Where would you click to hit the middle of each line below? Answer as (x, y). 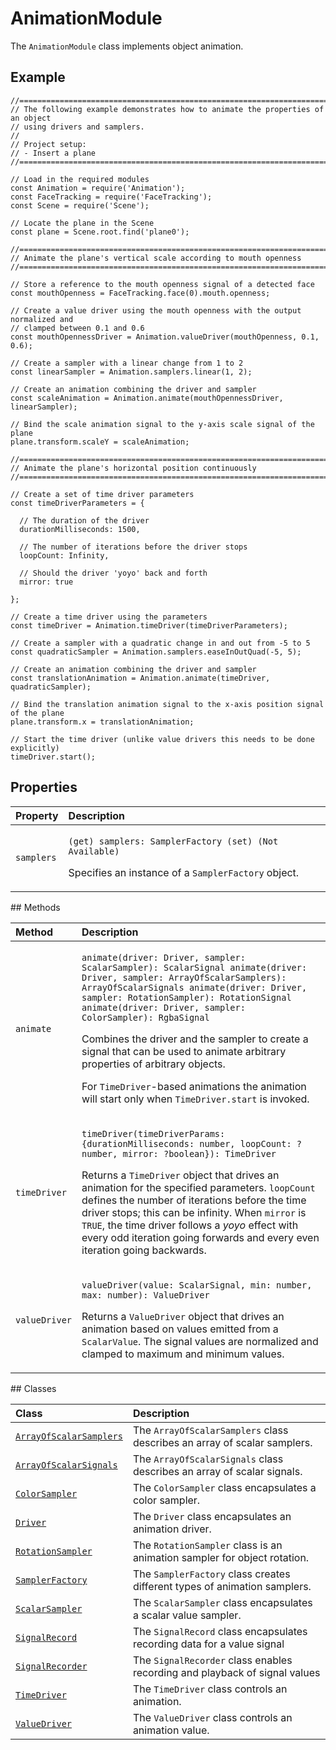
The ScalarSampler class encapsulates (222, 1602)
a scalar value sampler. (187, 1615)
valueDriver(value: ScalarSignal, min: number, (197, 1285)
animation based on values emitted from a (180, 1329)
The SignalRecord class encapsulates (220, 1631)
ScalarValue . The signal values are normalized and (200, 1341)
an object (31, 118)
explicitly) (35, 748)
